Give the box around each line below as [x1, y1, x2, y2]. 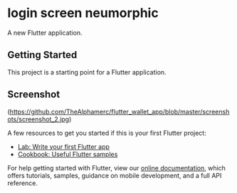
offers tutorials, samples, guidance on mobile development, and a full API [7, 171, 222, 180]
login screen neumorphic [7, 5, 159, 21]
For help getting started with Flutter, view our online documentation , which [7, 163, 226, 172]
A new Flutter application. [7, 28, 83, 37]
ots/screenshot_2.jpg [7, 115, 70, 123]
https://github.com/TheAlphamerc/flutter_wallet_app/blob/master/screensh [9, 107, 230, 116]
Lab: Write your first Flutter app [17, 142, 110, 150]
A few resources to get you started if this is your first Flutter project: [7, 128, 206, 137]
